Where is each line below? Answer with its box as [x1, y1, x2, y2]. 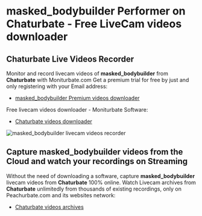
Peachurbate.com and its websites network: [6, 191, 116, 199]
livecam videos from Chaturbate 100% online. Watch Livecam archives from [6, 179, 196, 186]
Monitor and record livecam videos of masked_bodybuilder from [6, 70, 169, 77]
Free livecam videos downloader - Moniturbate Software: [6, 106, 148, 113]
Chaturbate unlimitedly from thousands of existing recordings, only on [6, 185, 182, 192]
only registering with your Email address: [6, 83, 108, 90]
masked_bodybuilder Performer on [6, 4, 186, 18]
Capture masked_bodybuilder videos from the [6, 147, 183, 157]
